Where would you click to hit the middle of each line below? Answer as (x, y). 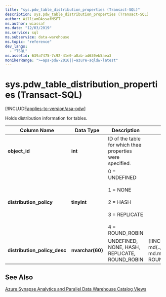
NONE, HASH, (124, 247)
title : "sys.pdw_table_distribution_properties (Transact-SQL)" (73, 10)
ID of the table (124, 139)
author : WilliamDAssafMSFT (33, 19)
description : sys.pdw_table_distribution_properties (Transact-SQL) (77, 14)
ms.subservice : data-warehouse (37, 37)
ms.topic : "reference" (28, 42)
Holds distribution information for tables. (46, 118)
